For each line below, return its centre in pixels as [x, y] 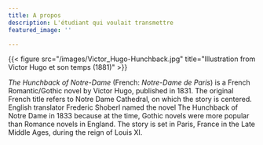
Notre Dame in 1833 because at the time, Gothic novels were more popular [129, 116]
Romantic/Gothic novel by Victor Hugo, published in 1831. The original [121, 91]
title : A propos [35, 15]
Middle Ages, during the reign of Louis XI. [75, 132]
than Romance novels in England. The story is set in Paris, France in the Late [132, 124]
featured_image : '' [40, 30]
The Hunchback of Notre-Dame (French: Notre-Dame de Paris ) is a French [130, 82]
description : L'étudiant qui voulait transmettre [91, 23]
